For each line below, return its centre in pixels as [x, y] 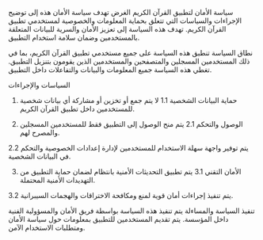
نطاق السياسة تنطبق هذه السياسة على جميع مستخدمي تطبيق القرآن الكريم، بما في [131, 53]
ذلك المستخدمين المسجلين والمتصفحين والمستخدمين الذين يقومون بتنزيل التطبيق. [129, 61]
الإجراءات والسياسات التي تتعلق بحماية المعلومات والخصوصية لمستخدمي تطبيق [125, 21]
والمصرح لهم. [40, 132]
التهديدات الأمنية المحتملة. [57, 180]
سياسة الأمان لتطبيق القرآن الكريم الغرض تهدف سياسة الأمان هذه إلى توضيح [121, 12]
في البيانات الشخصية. [40, 156]
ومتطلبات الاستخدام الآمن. [47, 227]
